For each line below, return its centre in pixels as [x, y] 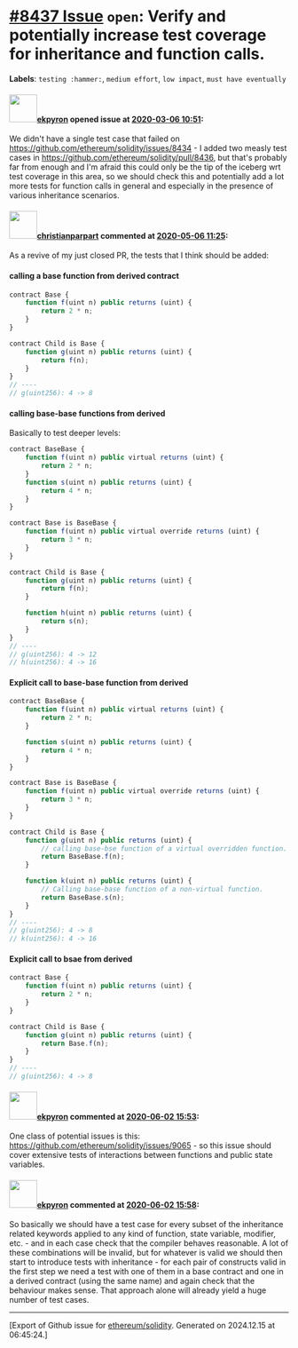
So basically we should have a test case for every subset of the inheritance [146, 1225]
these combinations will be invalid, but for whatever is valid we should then [146, 1253]
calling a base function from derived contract [94, 275]
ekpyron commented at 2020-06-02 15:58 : [118, 1204]
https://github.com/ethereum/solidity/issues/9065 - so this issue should [141, 1146]
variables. [27, 1164]
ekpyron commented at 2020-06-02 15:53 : [118, 1116]
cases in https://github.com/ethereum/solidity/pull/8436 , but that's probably [148, 158]
